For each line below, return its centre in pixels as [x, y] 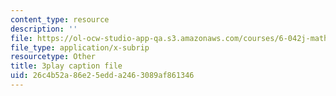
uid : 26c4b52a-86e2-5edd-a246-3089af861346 [102, 76]
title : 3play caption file [66, 66]
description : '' [44, 29]
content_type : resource [60, 19]
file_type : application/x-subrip [80, 47]
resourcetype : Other [53, 57]
